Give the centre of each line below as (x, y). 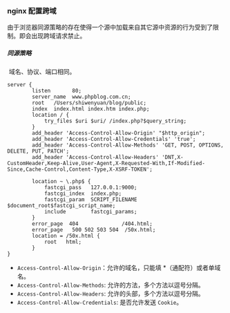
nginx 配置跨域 (32, 10)
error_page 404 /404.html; (93, 224)
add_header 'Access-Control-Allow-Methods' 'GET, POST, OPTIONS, (128, 145)
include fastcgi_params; (90, 212)
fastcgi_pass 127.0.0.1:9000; (90, 188)
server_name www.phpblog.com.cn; (82, 97)
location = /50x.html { (66, 236)
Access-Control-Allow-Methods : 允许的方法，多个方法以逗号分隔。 (111, 285)
